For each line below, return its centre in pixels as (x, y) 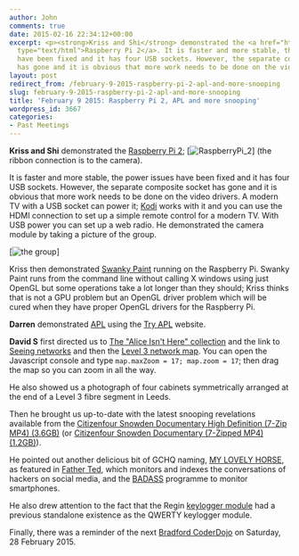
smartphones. (35, 488)
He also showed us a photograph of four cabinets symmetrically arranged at (149, 387)
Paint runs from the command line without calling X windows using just (139, 278)
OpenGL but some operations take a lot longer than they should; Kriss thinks (149, 288)
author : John (33, 17)
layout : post (33, 76)
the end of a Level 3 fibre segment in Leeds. (90, 397)
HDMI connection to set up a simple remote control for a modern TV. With (144, 216)
